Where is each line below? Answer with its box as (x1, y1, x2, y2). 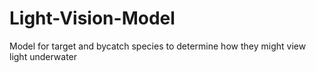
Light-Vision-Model (9, 7, 176, 30)
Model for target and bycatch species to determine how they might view (9, 40, 307, 52)
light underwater (9, 50, 78, 62)
